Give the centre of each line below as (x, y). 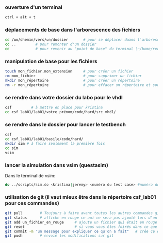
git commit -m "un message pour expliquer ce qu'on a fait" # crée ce (80, 231)
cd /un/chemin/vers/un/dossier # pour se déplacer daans (70, 40)
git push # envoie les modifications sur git (59, 236)
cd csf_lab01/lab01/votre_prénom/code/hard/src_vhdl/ (61, 112)
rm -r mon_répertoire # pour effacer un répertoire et (78, 85)
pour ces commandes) (32, 203)
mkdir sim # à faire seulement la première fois (55, 143)
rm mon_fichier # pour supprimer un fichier (73, 76)
